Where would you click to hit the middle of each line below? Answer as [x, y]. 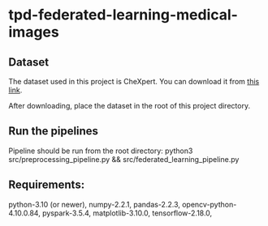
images [34, 32]
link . [15, 90]
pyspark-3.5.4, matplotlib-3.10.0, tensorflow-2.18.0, [127, 213]
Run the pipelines [54, 131]
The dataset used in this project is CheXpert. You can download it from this [134, 81]
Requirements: [47, 185]
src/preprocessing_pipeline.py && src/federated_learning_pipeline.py [124, 159]
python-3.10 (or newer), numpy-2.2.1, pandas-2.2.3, [95, 204]
